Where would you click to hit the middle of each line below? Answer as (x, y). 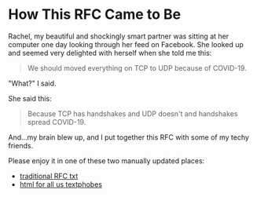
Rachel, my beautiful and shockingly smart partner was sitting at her (119, 36)
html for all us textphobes (61, 184)
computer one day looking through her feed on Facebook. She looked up (126, 44)
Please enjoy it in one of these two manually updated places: (106, 161)
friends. (21, 145)
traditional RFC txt (49, 176)
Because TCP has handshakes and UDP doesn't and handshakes (132, 113)
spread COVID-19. (57, 122)
